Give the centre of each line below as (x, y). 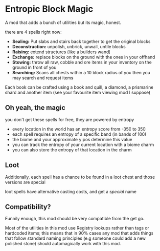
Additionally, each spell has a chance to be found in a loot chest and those (80, 177)
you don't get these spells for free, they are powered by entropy (70, 119)
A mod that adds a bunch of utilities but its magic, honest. (63, 22)
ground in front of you (34, 67)
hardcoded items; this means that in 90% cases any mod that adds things (79, 233)
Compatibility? (28, 207)
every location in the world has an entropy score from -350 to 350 (79, 129)
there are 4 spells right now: (34, 32)
